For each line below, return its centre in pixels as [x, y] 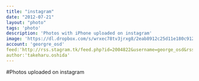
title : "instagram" [30, 11]
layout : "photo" [26, 22]
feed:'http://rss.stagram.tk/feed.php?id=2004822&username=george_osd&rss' [102, 50]
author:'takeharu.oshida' [38, 55]
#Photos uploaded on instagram [45, 72]
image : [14, 39]
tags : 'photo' [24, 28]
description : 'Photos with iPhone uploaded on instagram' [79, 33]
